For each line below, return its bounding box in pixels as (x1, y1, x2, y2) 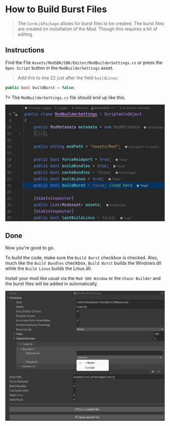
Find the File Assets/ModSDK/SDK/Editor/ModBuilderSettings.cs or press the (5, 59, 163, 66)
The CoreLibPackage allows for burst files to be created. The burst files (17, 20, 164, 26)
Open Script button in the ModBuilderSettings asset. (5, 65, 114, 71)
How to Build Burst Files (5, 4, 107, 15)
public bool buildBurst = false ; (5, 85, 76, 90)
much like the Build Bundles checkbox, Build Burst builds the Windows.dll (5, 260, 161, 266)
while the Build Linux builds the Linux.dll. (5, 265, 92, 271)
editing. (17, 31, 34, 37)
